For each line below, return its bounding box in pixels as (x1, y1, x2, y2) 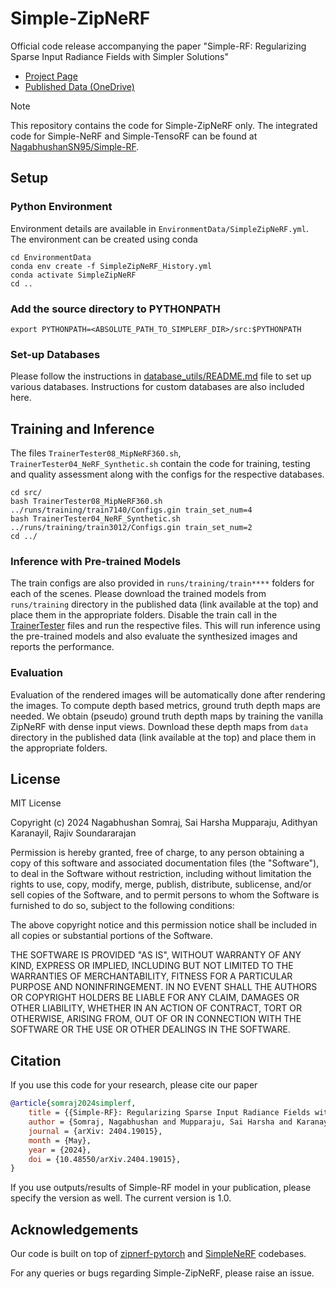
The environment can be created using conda (10, 233, 198, 245)
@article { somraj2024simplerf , (10, 1098, 137, 1109)
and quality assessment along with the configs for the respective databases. (10, 468, 325, 481)
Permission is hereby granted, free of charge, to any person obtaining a (10, 847, 305, 859)
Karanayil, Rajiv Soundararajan (10, 827, 137, 839)
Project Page (24, 70, 78, 82)
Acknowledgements (10, 1221, 139, 1238)
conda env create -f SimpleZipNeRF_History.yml (10, 261, 213, 271)
